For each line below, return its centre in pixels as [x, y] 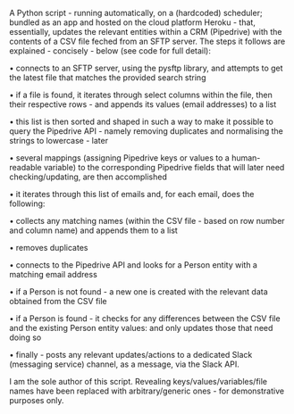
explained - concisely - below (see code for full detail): [110, 51]
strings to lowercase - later [59, 141]
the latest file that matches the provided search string [108, 78]
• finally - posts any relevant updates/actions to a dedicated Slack [131, 355]
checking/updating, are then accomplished [88, 177]
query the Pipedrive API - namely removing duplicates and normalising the [146, 131]
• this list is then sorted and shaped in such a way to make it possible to [142, 121]
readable [25, 167]
